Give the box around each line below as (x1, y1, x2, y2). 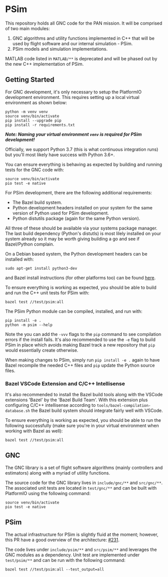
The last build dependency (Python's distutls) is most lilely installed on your (5, 230, 161, 237)
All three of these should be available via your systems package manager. (5, 225, 158, 231)
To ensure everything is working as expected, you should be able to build (5, 284, 157, 290)
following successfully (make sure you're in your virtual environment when (5, 423, 159, 429)
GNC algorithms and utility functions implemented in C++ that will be (12, 35, 154, 41)
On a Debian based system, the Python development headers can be (5, 251, 148, 257)
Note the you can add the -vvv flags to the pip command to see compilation (5, 331, 161, 337)
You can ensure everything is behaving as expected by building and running (5, 161, 162, 167)
